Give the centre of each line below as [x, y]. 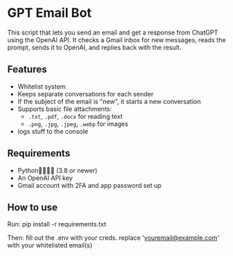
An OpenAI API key [45, 178]
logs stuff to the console [53, 131]
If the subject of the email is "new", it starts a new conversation [109, 101]
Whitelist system [42, 87]
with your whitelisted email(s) [50, 245]
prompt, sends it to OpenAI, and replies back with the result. [94, 47]
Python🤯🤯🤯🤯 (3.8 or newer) [57, 170]
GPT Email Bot [50, 13]
